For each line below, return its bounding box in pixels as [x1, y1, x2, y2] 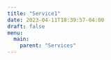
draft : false [7, 23, 45, 30]
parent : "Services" [20, 42, 77, 49]
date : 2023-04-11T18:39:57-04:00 [7, 17, 105, 23]
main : [13, 36, 30, 43]
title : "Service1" [7, 10, 61, 17]
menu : [7, 29, 23, 37]
